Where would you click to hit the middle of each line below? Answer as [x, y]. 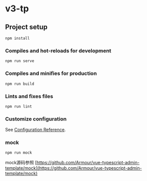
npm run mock [19, 153]
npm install [17, 38]
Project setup [27, 27]
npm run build [20, 84]
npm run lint [19, 106]
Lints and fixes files [29, 96]
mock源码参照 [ [21, 163]
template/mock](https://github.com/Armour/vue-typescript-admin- [73, 168]
